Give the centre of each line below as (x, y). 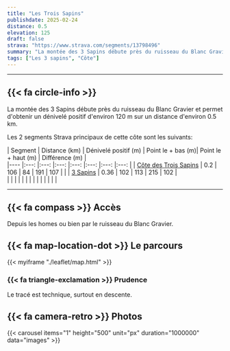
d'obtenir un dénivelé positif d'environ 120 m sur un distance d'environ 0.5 (112, 116)
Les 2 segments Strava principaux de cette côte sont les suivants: (100, 137)
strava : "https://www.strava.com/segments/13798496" (84, 45)
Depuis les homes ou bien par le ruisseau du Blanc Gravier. (90, 224)
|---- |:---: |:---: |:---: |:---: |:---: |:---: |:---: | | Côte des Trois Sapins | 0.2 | (112, 165)
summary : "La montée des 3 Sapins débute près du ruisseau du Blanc (107, 52)
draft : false (26, 39)
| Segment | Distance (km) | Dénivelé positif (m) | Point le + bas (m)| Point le (114, 150)
